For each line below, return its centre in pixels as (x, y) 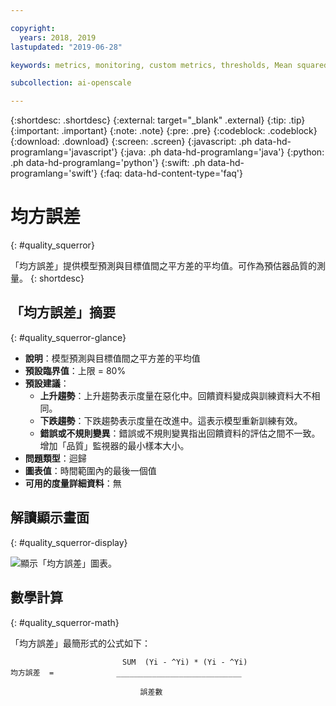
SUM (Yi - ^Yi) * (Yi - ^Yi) (184, 662)
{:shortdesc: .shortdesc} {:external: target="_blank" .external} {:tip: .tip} (158, 120)
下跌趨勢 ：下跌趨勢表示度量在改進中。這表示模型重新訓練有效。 (171, 420)
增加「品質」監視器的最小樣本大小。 (114, 445)
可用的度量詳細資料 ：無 (73, 483)
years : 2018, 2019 (58, 37)
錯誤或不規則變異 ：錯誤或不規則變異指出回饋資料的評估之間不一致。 (180, 433)
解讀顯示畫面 (50, 517)
